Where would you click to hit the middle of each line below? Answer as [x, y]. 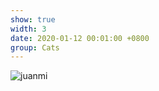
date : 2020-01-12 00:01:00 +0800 [80, 38]
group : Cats [35, 47]
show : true [33, 19]
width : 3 [28, 29]
